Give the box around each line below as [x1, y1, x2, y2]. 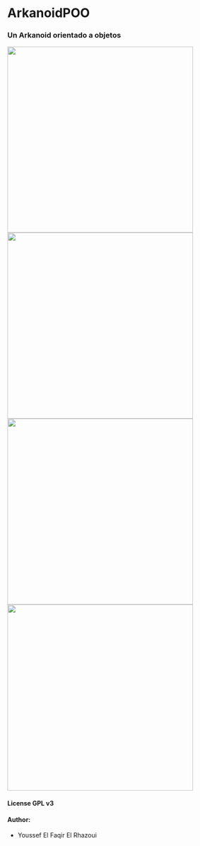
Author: [7, 815, 31, 823]
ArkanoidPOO [7, 5, 90, 21]
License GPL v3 [7, 799, 54, 808]
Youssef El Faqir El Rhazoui [17, 831, 98, 840]
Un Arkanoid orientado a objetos [7, 30, 122, 40]
